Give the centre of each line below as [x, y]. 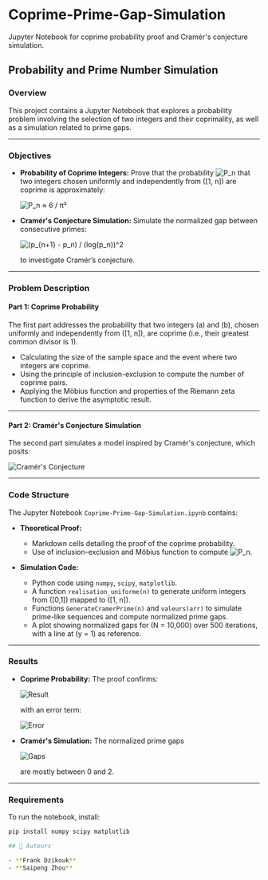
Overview [28, 93]
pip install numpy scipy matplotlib [69, 832]
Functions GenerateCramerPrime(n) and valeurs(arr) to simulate [136, 608]
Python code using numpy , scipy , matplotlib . [104, 583]
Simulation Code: [49, 567]
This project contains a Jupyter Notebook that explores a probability [120, 110]
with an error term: [51, 709]
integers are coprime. [55, 366]
